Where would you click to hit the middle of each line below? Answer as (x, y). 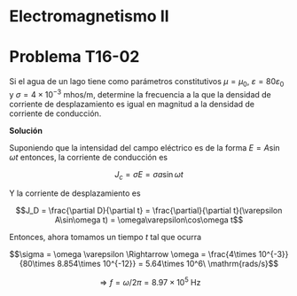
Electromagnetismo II (90, 16)
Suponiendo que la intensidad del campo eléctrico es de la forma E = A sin (145, 147)
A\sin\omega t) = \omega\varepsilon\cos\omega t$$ (149, 220)
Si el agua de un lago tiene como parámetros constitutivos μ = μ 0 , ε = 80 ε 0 (147, 82)
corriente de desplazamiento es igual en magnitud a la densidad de (132, 104)
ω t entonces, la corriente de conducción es (89, 157)
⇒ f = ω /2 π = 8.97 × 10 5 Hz (150, 282)
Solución (26, 130)
